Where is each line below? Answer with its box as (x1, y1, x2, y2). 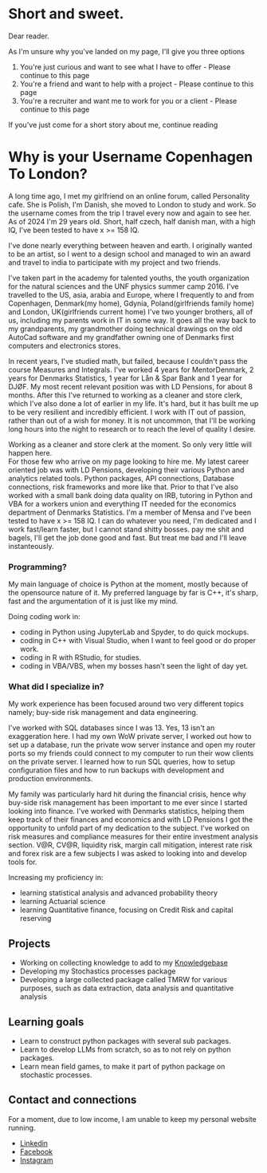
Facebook (19, 1147, 53, 1156)
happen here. (8, 448, 53, 457)
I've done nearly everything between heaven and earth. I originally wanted (8, 240, 253, 250)
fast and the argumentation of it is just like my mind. (8, 596, 179, 606)
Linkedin (19, 1138, 49, 1147)
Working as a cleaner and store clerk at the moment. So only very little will (8, 440, 253, 449)
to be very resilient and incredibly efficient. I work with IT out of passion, (8, 407, 246, 417)
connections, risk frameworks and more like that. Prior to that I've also (8, 482, 239, 492)
